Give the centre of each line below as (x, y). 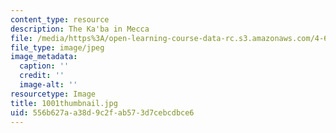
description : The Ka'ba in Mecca (80, 29)
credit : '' (42, 76)
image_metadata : (44, 57)
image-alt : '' (48, 85)
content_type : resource (60, 19)
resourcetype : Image (53, 94)
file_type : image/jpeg (57, 47)
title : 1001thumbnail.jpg (64, 103)
